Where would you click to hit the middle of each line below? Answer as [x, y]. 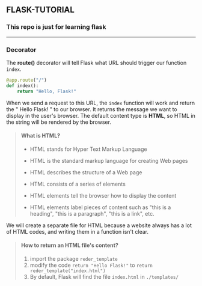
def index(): [23, 86]
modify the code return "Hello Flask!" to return [91, 265]
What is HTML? [41, 136]
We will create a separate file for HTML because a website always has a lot [99, 225]
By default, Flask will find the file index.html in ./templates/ [104, 277]
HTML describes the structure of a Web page [86, 172]
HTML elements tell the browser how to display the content [103, 195]
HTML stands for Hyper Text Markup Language [88, 149]
